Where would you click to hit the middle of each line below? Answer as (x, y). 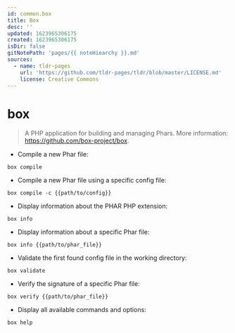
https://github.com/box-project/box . (77, 141)
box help (20, 323)
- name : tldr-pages (42, 66)
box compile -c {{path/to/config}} (59, 193)
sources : (20, 60)
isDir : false (26, 46)
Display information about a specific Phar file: (83, 232)
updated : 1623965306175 (42, 33)
